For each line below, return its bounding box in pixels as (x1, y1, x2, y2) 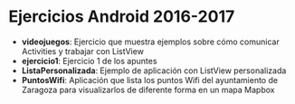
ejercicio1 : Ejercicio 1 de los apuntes (21, 55, 157, 66)
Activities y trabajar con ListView (21, 45, 144, 56)
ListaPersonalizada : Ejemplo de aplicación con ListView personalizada (21, 65, 287, 76)
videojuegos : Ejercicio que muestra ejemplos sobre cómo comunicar (21, 36, 280, 47)
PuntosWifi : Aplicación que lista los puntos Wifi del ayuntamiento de (21, 74, 278, 85)
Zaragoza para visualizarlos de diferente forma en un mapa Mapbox (21, 84, 275, 95)
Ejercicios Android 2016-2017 (8, 6, 235, 27)
